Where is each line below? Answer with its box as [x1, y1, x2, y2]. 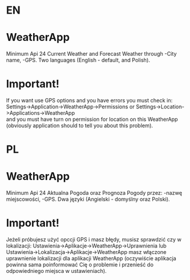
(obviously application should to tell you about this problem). [6, 122, 153, 129]
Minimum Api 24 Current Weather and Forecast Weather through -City [6, 50, 177, 57]
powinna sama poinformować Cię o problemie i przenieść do [6, 261, 154, 268]
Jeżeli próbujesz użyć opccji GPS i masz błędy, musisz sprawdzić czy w [6, 236, 182, 243]
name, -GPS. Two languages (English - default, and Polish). [6, 57, 150, 64]
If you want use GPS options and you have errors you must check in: [6, 97, 173, 104]
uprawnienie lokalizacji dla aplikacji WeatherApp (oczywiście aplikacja [6, 255, 176, 262]
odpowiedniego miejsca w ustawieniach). [6, 268, 107, 275]
